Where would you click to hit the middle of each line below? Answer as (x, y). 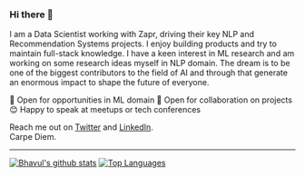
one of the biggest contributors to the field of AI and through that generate (149, 73)
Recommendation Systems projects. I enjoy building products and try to (143, 44)
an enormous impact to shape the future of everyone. (109, 83)
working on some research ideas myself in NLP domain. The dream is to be (150, 64)
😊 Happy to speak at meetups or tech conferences (105, 110)
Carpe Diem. (33, 137)
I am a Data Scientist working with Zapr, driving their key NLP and (132, 34)
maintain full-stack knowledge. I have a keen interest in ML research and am (152, 54)
